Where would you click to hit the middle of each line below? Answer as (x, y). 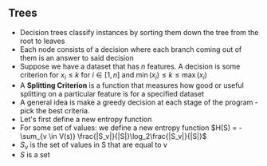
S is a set (35, 155)
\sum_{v (33, 136)
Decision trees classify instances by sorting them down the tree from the (139, 32)
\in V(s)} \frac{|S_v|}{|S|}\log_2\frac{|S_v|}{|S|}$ (128, 136)
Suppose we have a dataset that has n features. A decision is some (130, 66)
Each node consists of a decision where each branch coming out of (131, 49)
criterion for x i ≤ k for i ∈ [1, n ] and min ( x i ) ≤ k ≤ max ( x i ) (113, 75)
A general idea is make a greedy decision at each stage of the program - (139, 102)
